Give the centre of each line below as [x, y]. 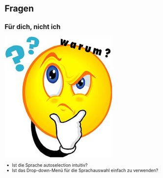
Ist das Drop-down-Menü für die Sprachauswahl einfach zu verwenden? [85, 170]
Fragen [19, 9]
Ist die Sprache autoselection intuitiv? [50, 165]
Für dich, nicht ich [33, 27]
